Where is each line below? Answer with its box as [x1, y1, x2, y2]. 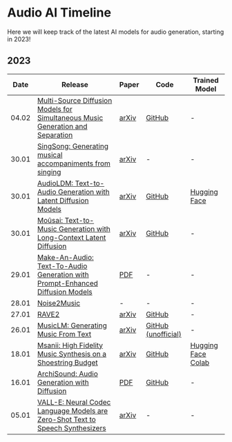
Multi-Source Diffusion [37, 95, 113, 105]
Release [61, 79, 88, 89]
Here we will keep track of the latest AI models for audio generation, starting [7, 28, 224, 36]
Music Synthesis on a [37, 349, 107, 359]
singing [37, 167, 61, 177]
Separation [37, 130, 73, 139]
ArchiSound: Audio [37, 369, 98, 379]
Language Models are [37, 405, 108, 415]
